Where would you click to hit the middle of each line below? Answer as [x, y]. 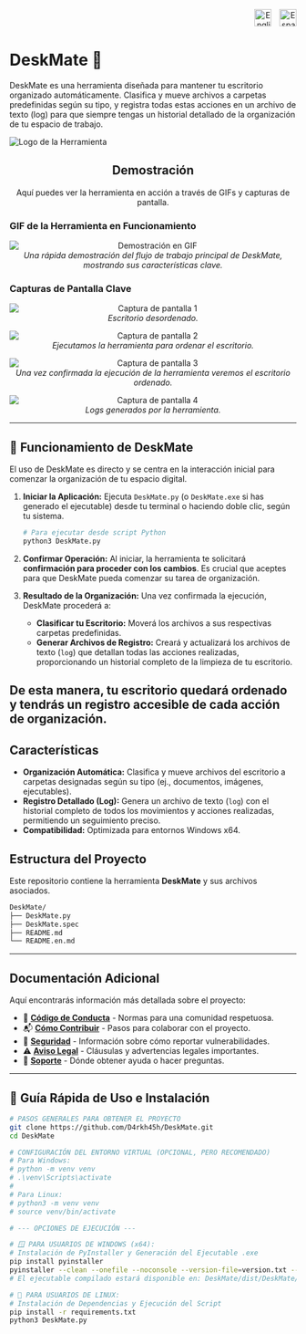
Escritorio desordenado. [153, 318]
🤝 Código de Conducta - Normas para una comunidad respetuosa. [148, 1018]
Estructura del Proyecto [78, 859]
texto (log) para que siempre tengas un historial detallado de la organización [153, 114]
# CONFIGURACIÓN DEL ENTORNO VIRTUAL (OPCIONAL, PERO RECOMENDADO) [140, 1152]
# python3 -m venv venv [55, 1203]
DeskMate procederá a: [67, 605]
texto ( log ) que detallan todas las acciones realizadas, [138, 651]
